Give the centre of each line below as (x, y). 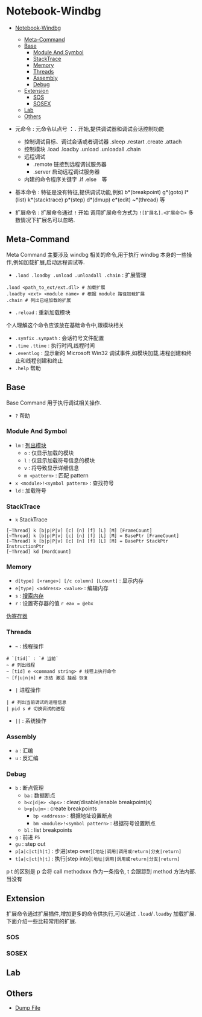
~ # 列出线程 (21, 665)
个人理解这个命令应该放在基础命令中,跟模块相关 (65, 325)
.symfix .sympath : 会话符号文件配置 (59, 338)
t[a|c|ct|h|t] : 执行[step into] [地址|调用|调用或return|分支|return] (97, 859)
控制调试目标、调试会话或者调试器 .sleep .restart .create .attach (103, 141)
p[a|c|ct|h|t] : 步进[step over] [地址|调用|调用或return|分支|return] (98, 851)
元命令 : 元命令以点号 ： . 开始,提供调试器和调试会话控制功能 (90, 128)
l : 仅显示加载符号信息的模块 (59, 460)
